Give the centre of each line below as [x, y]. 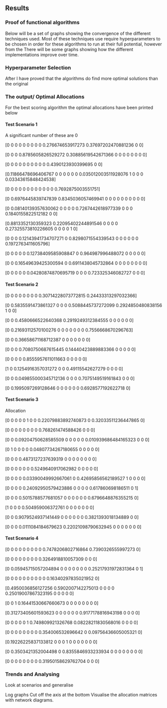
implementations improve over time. [42, 54]
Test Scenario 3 [22, 399]
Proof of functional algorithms [42, 22]
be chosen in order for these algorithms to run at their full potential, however [83, 44]
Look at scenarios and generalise [39, 685]
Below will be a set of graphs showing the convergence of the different [78, 33]
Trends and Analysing [32, 674]
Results [17, 8]
